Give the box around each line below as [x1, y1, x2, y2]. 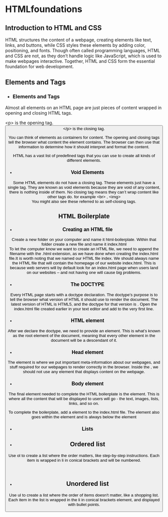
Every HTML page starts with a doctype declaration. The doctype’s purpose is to [10, 292, 158, 297]
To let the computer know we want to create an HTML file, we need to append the [9, 246, 159, 252]
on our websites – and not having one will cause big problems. [26, 270, 141, 275]
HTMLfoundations [5, 4, 82, 15]
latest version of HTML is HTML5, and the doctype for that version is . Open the [10, 301, 157, 307]
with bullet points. [67, 501, 100, 507]
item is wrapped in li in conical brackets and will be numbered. [26, 457, 141, 463]
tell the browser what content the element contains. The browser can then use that [8, 140, 160, 145]
